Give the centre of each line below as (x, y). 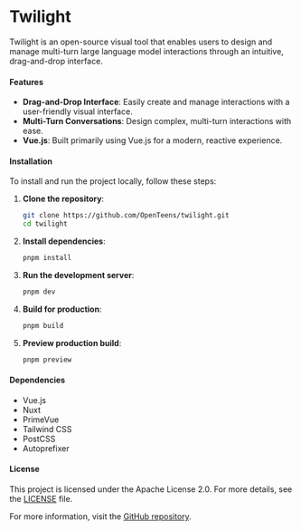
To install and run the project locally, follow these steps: (113, 181)
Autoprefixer (46, 448)
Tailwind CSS (47, 429)
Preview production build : (72, 343)
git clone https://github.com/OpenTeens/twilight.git (126, 216)
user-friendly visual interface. (77, 111)
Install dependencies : (64, 241)
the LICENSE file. (41, 499)
